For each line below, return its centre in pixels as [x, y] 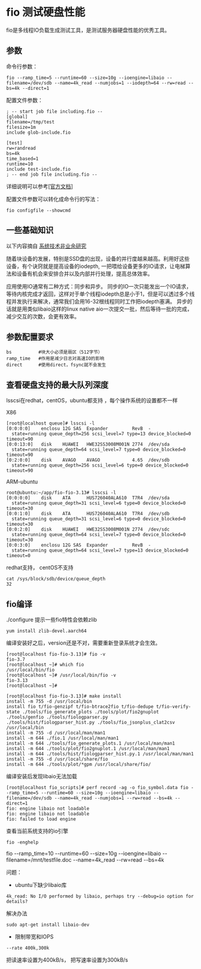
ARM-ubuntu [22, 482]
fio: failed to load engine [41, 819]
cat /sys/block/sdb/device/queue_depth [56, 579]
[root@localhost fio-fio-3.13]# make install [64, 696]
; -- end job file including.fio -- [52, 174]
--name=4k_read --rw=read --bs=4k [118, 860]
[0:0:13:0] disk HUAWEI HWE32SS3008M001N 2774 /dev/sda [88, 444]
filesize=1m [21, 127]
